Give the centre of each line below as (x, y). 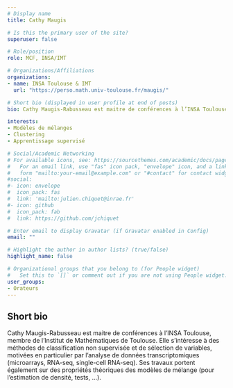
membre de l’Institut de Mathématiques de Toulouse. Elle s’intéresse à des (113, 341)
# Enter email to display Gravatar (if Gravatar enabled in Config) (108, 231)
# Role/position (31, 52)
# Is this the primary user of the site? (68, 33)
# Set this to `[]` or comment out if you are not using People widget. (118, 275)
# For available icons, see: (49, 160)
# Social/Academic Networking (51, 154)
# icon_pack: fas (34, 193)
